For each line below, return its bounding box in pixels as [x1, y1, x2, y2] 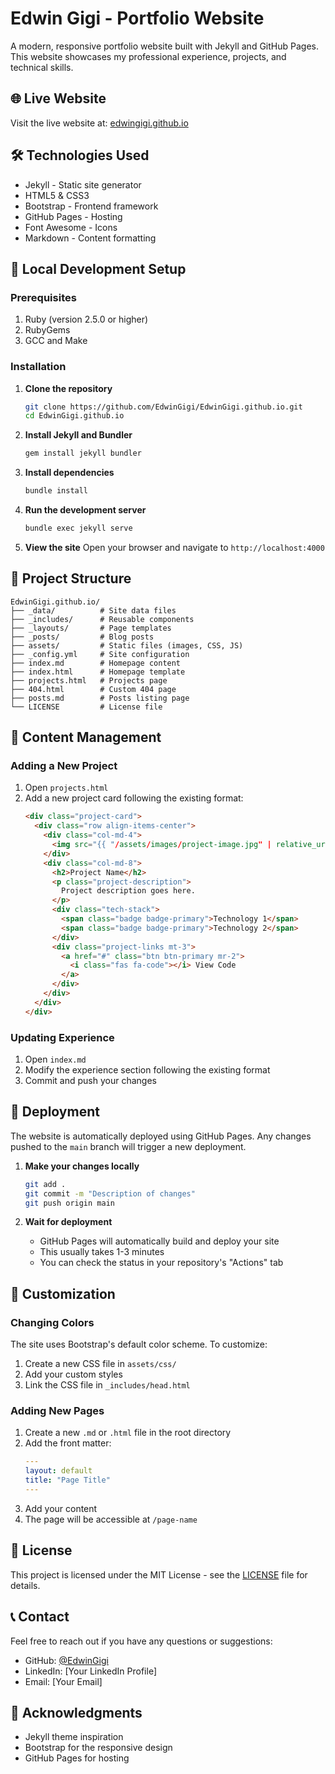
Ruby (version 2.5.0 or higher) [24, 313, 149, 326]
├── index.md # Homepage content [10, 658, 182, 668]
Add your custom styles [24, 1368, 123, 1381]
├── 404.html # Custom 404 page [10, 684, 177, 694]
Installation [10, 360, 67, 374]
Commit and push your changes [24, 1074, 157, 1086]
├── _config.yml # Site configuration [10, 649, 190, 659]
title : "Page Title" [24, 1475, 111, 1486]
